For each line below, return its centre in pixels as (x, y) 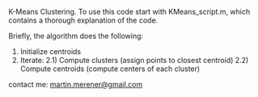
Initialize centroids (51, 51)
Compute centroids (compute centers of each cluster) (110, 69)
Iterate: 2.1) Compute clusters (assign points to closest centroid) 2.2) (134, 60)
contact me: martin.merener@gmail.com (76, 84)
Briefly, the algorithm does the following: (76, 36)
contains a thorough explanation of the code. (83, 20)
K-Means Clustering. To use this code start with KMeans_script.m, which (129, 12)
